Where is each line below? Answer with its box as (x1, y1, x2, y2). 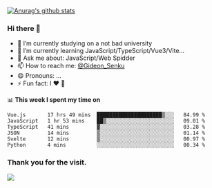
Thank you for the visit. (7, 158, 87, 167)
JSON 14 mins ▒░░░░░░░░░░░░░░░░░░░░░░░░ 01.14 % (7, 129, 206, 137)
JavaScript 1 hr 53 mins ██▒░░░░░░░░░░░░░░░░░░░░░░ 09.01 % (7, 118, 206, 125)
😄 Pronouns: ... (17, 72, 62, 80)
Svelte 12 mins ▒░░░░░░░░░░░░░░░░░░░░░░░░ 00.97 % (7, 136, 206, 143)
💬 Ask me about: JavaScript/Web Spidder (17, 54, 136, 62)
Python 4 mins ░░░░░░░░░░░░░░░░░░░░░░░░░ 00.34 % (7, 142, 206, 149)
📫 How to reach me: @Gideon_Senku (17, 62, 125, 70)
